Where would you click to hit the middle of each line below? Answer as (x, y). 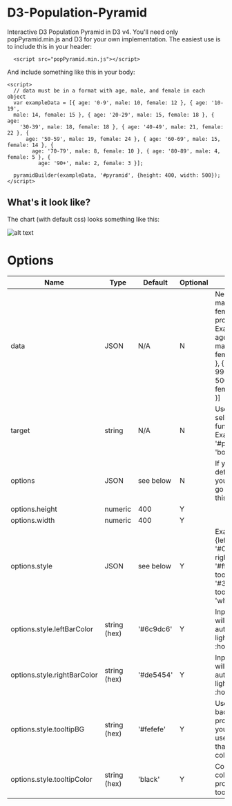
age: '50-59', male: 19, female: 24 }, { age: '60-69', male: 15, (123, 139)
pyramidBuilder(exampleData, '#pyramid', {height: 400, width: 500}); (117, 175)
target (20, 430)
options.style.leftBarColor (52, 629)
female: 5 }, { (29, 157)
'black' (149, 779)
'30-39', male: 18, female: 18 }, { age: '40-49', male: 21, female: (122, 127)
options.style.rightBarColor (54, 675)
